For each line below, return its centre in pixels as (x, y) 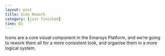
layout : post (19, 10)
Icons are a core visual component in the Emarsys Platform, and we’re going (83, 38)
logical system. (21, 48)
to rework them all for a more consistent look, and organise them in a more (81, 43)
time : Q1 (14, 24)
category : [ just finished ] (33, 19)
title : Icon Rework (25, 14)
